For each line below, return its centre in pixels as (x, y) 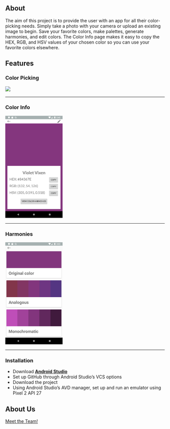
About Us (20, 409)
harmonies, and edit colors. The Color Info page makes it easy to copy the (82, 37)
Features (19, 64)
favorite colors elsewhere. (32, 47)
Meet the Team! (22, 421)
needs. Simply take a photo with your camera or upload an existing (91, 26)
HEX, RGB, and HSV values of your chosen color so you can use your (77, 42)
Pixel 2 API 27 (27, 393)
